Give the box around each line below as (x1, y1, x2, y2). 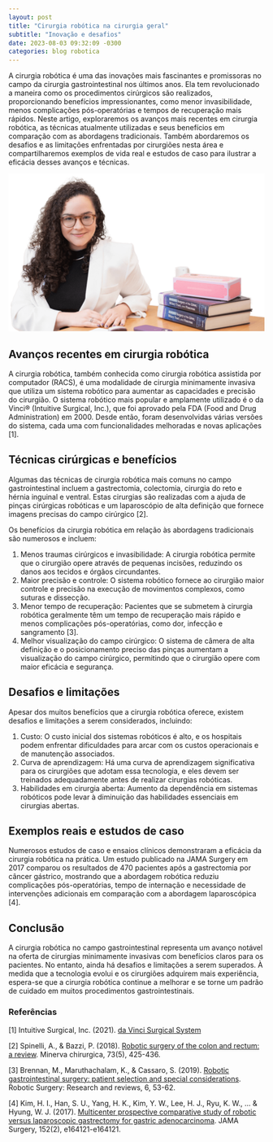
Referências (8, 1006, 58, 1017)
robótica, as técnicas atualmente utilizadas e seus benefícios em (8, 123, 225, 133)
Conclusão (8, 921, 65, 935)
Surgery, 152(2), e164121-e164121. (8, 1124, 122, 1134)
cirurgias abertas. (19, 800, 80, 810)
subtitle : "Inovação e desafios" (8, 30, 122, 38)
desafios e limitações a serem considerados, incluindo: (8, 715, 193, 725)
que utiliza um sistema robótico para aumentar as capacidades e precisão (8, 387, 256, 396)
